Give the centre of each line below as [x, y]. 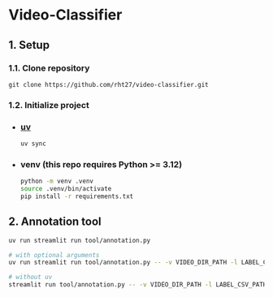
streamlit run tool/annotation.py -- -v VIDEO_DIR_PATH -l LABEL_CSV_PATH [138, 285]
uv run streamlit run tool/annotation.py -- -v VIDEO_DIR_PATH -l [123, 263]
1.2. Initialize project [49, 105]
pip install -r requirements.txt [77, 196]
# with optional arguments [54, 255]
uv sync [33, 144]
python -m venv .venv [56, 181]
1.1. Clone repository [49, 68]
